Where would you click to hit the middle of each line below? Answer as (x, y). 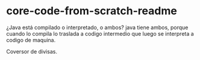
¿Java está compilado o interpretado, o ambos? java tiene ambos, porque (97, 27)
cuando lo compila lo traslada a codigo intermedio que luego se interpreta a (100, 33)
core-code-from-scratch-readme (92, 11)
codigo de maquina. (31, 40)
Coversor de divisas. (32, 51)
